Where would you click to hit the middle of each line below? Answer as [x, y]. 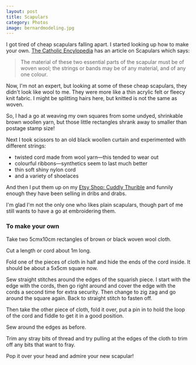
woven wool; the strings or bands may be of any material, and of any [103, 69]
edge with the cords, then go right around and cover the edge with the [91, 285]
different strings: [26, 146]
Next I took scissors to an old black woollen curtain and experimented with [96, 140]
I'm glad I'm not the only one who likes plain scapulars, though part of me [94, 205]
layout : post [22, 11]
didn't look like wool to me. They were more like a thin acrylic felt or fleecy [96, 92]
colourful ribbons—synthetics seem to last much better [81, 163]
